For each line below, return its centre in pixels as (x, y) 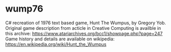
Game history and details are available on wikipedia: (60, 39)
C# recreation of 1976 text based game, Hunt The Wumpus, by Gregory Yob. (86, 23)
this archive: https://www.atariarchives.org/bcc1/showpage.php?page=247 (84, 33)
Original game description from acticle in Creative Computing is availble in (83, 28)
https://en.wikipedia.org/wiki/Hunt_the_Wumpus (56, 44)
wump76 (24, 9)
